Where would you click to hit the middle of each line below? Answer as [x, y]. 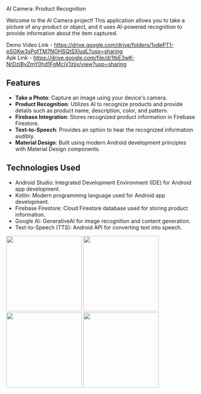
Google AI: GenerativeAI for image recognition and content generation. [103, 221]
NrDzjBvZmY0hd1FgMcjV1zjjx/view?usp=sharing [66, 64]
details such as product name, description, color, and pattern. [91, 110]
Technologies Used [43, 168]
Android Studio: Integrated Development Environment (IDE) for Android [103, 182]
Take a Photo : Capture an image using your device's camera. [91, 97]
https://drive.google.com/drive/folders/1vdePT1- [114, 45]
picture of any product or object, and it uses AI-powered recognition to [94, 27]
